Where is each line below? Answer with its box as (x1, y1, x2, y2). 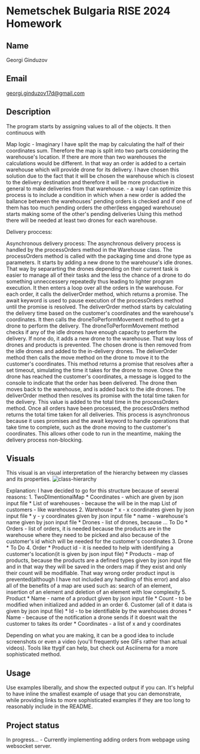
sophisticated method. (6, 651, 61, 658)
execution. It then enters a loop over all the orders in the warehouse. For (6, 284, 184, 291)
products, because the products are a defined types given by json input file (6, 557, 192, 564)
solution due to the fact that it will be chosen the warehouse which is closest (6, 172, 195, 180)
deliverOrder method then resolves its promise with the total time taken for (6, 392, 189, 399)
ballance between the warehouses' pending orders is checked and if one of (6, 197, 192, 205)
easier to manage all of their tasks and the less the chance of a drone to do (6, 271, 191, 279)
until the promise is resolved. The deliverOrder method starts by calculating (6, 303, 192, 310)
